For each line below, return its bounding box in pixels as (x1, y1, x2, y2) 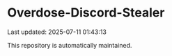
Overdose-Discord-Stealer (7, 5, 165, 21)
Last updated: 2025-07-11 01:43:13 (7, 28, 107, 36)
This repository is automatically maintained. (7, 41, 132, 49)
